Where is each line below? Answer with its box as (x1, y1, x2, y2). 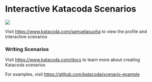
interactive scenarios (5, 33, 48, 39)
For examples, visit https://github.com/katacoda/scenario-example (5, 71, 140, 77)
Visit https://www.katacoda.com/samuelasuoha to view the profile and (5, 28, 147, 34)
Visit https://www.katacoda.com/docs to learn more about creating (5, 57, 140, 63)
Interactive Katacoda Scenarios (5, 3, 136, 15)
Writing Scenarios (5, 46, 49, 52)
